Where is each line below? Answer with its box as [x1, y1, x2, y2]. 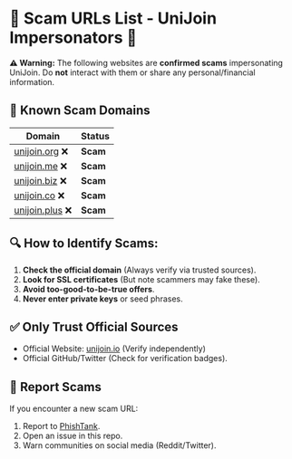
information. [9, 76, 55, 87]
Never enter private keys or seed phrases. [22, 293, 183, 304]
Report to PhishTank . [22, 421, 101, 432]
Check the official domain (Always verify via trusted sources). [22, 264, 257, 275]
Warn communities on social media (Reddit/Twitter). [22, 440, 217, 451]
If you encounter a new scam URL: [9, 403, 139, 415]
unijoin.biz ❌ [14, 174, 67, 186]
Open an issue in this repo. [22, 430, 123, 442]
